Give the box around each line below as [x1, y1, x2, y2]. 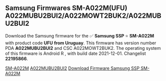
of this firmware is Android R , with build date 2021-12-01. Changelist [5, 50, 146, 56]
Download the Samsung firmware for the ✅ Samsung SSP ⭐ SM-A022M [5, 33, 155, 39]
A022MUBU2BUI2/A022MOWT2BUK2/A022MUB [5, 12, 162, 20]
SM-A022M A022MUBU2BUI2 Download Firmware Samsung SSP [5, 65, 140, 71]
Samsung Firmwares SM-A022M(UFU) [5, 4, 128, 12]
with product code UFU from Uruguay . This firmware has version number [5, 40, 157, 46]
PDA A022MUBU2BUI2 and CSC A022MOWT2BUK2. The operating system [5, 45, 161, 51]
